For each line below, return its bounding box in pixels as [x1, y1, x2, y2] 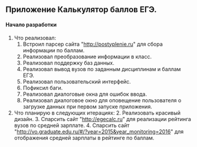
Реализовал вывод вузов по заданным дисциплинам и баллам [22, 65, 181, 72]
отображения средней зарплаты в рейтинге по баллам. [14, 134, 155, 141]
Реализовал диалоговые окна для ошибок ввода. [22, 91, 147, 98]
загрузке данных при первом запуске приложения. [22, 103, 153, 110]
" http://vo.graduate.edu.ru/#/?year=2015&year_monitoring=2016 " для [14, 128, 184, 135]
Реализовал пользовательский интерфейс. [22, 78, 131, 85]
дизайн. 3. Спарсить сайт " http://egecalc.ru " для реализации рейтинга [14, 115, 191, 122]
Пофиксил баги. [22, 84, 63, 91]
